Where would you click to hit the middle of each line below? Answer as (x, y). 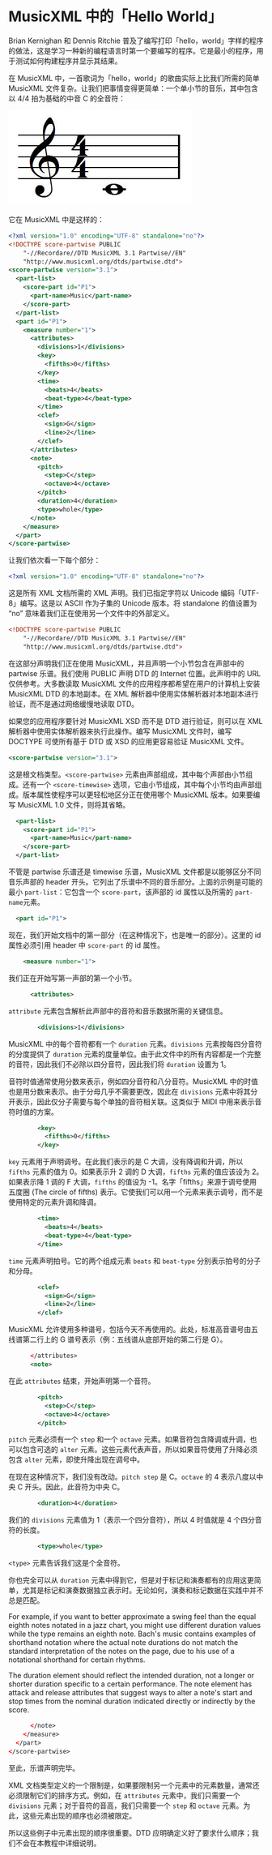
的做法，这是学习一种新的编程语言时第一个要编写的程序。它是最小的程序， (132, 50)
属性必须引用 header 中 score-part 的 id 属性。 (86, 945)
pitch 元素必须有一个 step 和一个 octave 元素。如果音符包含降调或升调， (130, 1439)
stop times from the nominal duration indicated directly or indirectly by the (132, 1701)
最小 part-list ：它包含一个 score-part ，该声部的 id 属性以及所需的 (121, 892)
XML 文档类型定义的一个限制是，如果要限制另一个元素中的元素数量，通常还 (134, 1785)
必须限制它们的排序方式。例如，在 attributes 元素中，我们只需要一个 (124, 1795)
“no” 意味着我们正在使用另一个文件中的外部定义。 (91, 614)
